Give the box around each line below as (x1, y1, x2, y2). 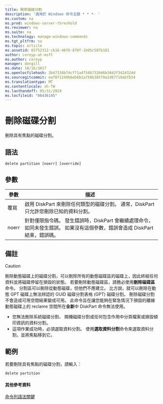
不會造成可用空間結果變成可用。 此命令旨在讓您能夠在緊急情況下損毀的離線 (5, 297, 155, 303)
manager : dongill (5, 61, 40, 66)
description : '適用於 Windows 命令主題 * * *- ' (5, 12, 100, 17)
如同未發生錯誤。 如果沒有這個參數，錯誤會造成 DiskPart (24, 224, 154, 231)
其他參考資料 (5, 382, 31, 388)
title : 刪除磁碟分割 (5, 7, 42, 12)
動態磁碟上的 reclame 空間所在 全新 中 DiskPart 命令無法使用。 (5, 303, 128, 309)
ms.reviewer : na (5, 25, 38, 30)
